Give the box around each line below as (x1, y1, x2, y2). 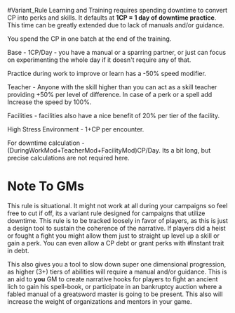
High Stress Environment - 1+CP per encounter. (7, 125, 145, 133)
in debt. (7, 246, 29, 255)
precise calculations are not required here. (7, 154, 130, 162)
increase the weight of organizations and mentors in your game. (7, 297, 192, 305)
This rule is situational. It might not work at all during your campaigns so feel (7, 201, 228, 210)
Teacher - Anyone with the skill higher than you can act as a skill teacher (7, 83, 217, 91)
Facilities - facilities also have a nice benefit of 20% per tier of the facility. (7, 112, 220, 120)
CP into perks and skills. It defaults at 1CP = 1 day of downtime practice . (7, 13, 217, 22)
